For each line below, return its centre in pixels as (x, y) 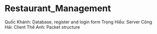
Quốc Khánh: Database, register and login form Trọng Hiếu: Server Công (78, 22)
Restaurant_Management (58, 8)
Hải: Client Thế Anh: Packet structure (42, 27)
